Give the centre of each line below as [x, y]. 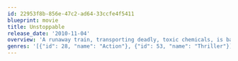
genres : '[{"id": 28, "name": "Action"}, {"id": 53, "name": [100, 46]
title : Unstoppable [36, 27]
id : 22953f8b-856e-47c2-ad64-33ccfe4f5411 [71, 14]
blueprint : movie [33, 20]
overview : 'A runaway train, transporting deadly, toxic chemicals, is [115, 40]
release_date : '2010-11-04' [49, 33]
